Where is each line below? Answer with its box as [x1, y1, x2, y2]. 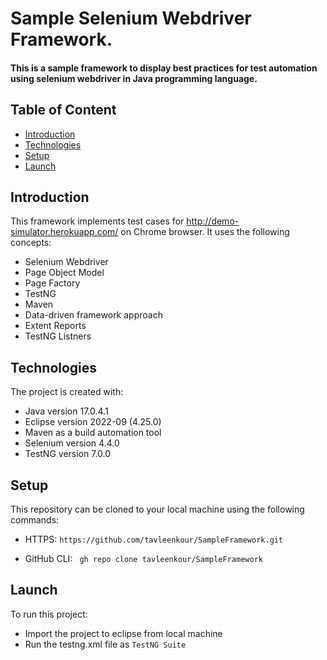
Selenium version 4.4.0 [24, 437, 120, 449]
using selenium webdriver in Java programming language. [10, 72, 258, 84]
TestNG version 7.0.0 [24, 448, 112, 460]
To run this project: [10, 608, 88, 620]
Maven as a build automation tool [24, 427, 162, 439]
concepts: [10, 237, 52, 249]
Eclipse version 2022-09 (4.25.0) [24, 416, 162, 428]
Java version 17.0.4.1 [24, 405, 109, 417]
